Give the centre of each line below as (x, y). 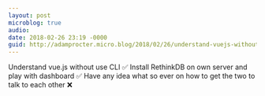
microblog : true (35, 23)
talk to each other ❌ (40, 85)
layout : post (30, 15)
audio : (19, 30)
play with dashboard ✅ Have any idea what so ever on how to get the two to (132, 76)
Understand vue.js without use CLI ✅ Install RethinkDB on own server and (128, 67)
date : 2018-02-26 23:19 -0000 (58, 37)
